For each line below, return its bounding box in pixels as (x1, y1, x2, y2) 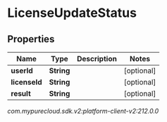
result (11, 89, 32, 98)
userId (11, 66, 33, 75)
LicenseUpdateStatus (7, 5, 137, 21)
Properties (7, 33, 55, 45)
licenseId (11, 78, 42, 87)
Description (76, 54, 118, 63)
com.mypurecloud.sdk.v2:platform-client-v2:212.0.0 (7, 107, 159, 115)
